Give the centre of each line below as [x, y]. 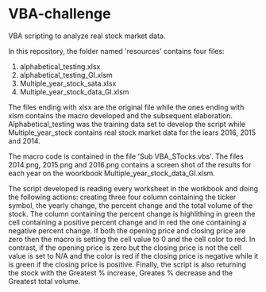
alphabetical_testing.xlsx [60, 66]
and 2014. [25, 140]
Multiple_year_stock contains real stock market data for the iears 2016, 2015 [132, 133]
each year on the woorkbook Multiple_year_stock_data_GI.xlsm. [112, 173]
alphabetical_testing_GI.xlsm [66, 75]
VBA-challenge [60, 14]
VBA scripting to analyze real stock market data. [87, 36]
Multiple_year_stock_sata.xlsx [68, 83]
